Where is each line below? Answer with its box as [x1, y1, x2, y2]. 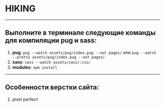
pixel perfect [12, 96, 38, 102]
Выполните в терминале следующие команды [5, 29, 156, 37]
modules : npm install [12, 64, 57, 70]
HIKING [5, 3, 36, 14]
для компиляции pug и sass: [5, 36, 97, 45]
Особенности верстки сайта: [5, 83, 99, 92]
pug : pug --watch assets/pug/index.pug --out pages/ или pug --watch [12, 49, 156, 55]
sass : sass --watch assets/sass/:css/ [12, 59, 91, 65]
